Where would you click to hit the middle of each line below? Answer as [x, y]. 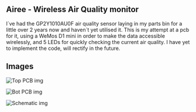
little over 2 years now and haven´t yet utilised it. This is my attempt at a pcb [98, 30]
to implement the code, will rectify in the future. [63, 48]
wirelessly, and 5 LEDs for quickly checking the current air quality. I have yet [98, 42]
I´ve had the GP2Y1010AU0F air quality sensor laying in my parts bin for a [94, 23]
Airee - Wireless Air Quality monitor [73, 10]
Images [20, 66]
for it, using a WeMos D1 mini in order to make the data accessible [86, 36]
